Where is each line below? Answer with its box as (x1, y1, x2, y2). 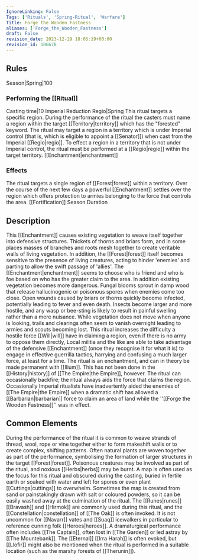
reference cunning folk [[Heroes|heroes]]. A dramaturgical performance (6, 522, 181, 529)
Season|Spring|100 (6, 79, 53, 86)
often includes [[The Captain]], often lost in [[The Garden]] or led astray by (6, 528, 188, 536)
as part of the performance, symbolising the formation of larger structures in (6, 453, 193, 460)
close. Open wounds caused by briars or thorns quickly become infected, (6, 294, 185, 302)
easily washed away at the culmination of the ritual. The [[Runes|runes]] (6, 497, 182, 504)
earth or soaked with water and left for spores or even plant (6, 478, 151, 485)
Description (6, 215, 50, 226)
